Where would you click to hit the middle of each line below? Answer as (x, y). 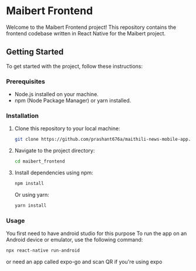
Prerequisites (26, 81)
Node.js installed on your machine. (56, 94)
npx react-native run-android (43, 251)
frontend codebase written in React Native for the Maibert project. (86, 33)
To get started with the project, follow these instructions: (74, 66)
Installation (23, 115)
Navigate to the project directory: (55, 151)
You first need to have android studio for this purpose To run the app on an (97, 233)
